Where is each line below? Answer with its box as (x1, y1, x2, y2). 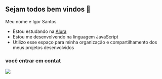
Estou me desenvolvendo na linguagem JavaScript (12, 33, 118, 39)
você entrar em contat (5, 57, 61, 64)
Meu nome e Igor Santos (5, 18, 57, 24)
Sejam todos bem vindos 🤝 (5, 5, 91, 14)
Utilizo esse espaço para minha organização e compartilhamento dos (12, 39, 157, 45)
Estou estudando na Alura (12, 28, 67, 34)
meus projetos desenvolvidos (12, 44, 74, 51)
